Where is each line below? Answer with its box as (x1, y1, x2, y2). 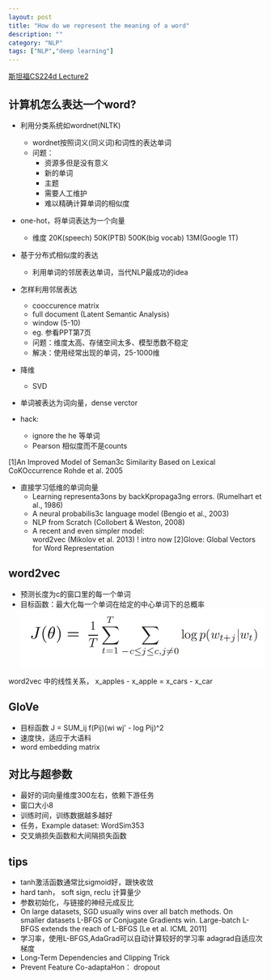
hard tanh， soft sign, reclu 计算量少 (19, 888, 142, 897)
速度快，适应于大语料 (19, 733, 91, 743)
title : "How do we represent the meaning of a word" (8, 21, 190, 30)
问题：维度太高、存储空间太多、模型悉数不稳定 (32, 337, 188, 347)
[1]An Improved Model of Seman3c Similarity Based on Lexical (8, 457, 216, 467)
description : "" (8, 30, 63, 38)
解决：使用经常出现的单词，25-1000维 (32, 347, 160, 357)
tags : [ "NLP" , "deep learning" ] (8, 47, 114, 56)
